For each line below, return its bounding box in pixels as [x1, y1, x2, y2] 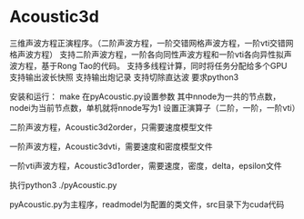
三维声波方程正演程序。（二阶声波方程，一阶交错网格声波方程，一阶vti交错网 [9, 37, 294, 48]
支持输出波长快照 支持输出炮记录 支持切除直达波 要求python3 [9, 71, 239, 83]
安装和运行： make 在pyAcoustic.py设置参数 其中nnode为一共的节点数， [9, 91, 281, 102]
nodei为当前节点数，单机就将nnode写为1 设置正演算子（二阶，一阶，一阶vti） [9, 102, 300, 113]
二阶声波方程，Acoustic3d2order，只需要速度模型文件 [9, 121, 213, 133]
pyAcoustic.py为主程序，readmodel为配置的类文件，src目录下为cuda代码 [9, 198, 285, 210]
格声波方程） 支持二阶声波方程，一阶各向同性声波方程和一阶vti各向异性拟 [9, 48, 284, 60]
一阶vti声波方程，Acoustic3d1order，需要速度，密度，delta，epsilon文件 [9, 160, 282, 171]
